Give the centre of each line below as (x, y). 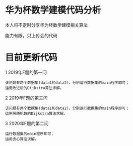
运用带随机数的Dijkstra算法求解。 (36, 113)
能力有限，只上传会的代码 (31, 35)
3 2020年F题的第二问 (27, 123)
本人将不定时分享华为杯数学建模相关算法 (46, 25)
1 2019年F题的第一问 (26, 72)
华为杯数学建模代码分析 (53, 10)
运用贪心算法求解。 (22, 139)
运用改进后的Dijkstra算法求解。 (34, 88)
